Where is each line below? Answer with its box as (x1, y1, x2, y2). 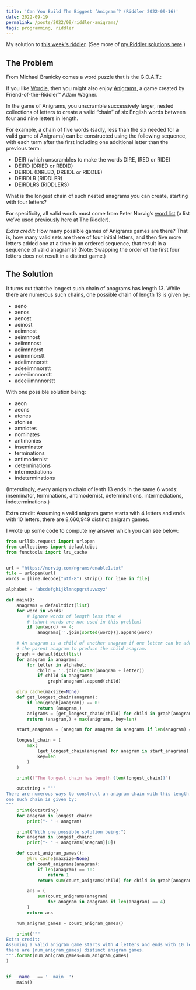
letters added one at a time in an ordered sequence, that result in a (6, 240, 166, 247)
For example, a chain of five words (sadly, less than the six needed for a (6, 126, 179, 133)
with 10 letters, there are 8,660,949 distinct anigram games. (6, 516, 150, 523)
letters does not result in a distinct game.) (6, 252, 106, 259)
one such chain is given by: (6, 797, 77, 803)
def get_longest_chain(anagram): (16, 694, 98, 700)
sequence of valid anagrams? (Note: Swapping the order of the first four (6, 246, 180, 254)
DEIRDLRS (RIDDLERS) (14, 181, 69, 188)
